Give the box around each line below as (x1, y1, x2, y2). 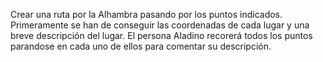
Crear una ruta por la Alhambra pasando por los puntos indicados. (10, 9, 283, 20)
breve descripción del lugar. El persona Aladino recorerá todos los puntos (10, 30, 313, 41)
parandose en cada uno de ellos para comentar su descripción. (10, 40, 272, 52)
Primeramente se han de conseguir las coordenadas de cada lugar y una (10, 19, 310, 31)
